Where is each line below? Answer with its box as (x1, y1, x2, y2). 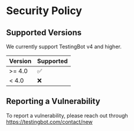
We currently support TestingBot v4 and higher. (6, 43, 122, 50)
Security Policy (6, 4, 83, 18)
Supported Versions (6, 28, 81, 38)
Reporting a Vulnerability (6, 96, 100, 106)
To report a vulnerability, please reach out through (6, 112, 128, 119)
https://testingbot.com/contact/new (6, 118, 93, 125)
